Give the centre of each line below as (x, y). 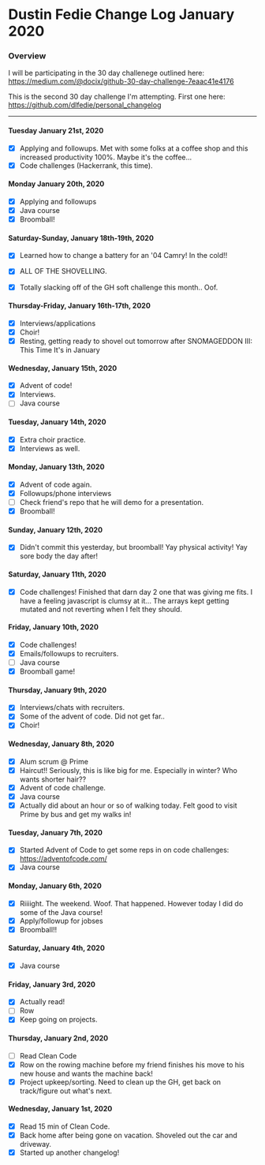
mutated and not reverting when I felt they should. (101, 609)
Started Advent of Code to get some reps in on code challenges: (124, 850)
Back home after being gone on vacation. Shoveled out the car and (129, 1135)
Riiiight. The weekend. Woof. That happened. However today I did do (131, 903)
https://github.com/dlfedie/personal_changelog (85, 105)
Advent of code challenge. (63, 787)
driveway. (35, 1144)
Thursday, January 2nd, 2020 (58, 1038)
